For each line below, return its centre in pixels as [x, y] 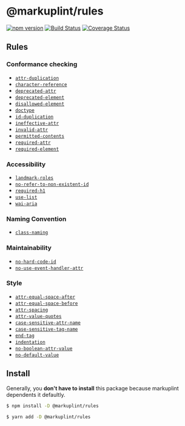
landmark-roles [34, 178]
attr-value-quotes [38, 316]
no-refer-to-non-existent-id [52, 184]
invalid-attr [32, 130]
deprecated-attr [35, 91]
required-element [37, 149]
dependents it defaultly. [36, 394]
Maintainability [29, 248]
